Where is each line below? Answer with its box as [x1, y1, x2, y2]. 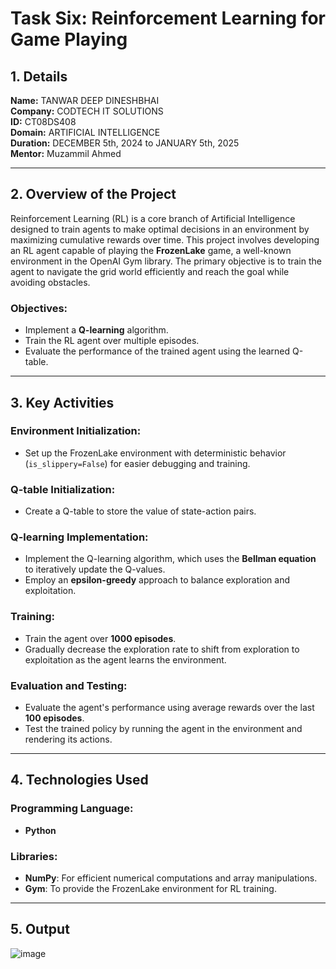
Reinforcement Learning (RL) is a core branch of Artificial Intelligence [10, 212, 296, 224]
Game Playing [10, 28, 128, 51]
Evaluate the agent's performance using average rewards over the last [24, 701, 315, 713]
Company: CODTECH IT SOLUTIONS [10, 105, 164, 117]
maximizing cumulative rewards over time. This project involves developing [10, 233, 320, 246]
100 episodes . [24, 712, 85, 724]
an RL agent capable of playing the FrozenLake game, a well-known [10, 244, 292, 256]
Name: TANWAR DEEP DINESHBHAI [10, 95, 160, 106]
